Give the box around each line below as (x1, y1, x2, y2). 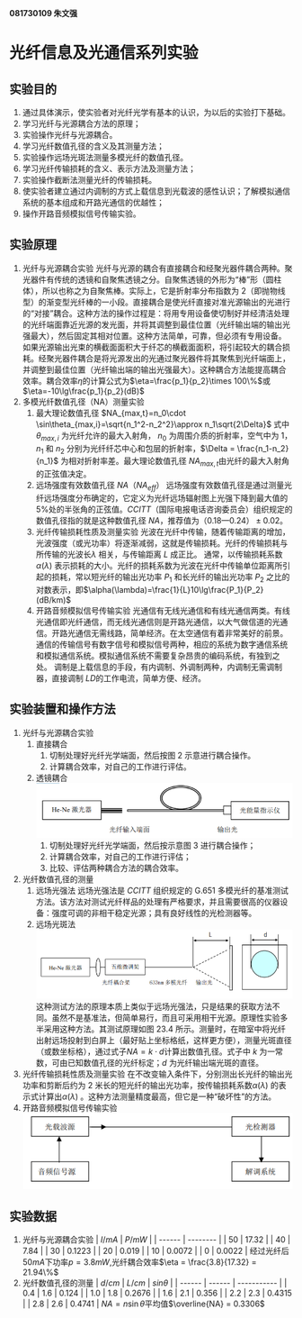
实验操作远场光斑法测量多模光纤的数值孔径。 (22, 152, 189, 162)
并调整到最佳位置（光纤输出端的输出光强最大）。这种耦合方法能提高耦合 (22, 364, 287, 375)
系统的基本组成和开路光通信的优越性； (22, 197, 164, 207)
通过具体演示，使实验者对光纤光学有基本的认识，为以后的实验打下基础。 (22, 107, 290, 117)
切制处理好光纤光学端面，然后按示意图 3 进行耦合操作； (49, 840, 256, 850)
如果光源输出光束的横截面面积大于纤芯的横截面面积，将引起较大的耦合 (22, 341, 283, 352)
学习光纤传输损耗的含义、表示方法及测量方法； (22, 163, 196, 174)
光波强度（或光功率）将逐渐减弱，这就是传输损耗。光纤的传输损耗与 (35, 538, 289, 548)
